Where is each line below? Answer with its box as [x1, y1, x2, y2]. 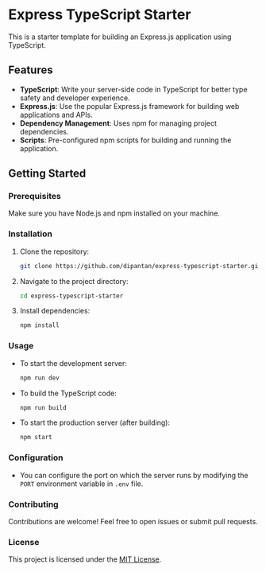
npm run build [19, 403, 67, 411]
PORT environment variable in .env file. [19, 479, 144, 488]
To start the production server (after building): [19, 418, 171, 427]
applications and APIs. [19, 110, 93, 119]
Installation [8, 228, 53, 239]
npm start [19, 434, 53, 442]
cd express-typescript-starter [19, 292, 124, 300]
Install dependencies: [19, 306, 91, 316]
